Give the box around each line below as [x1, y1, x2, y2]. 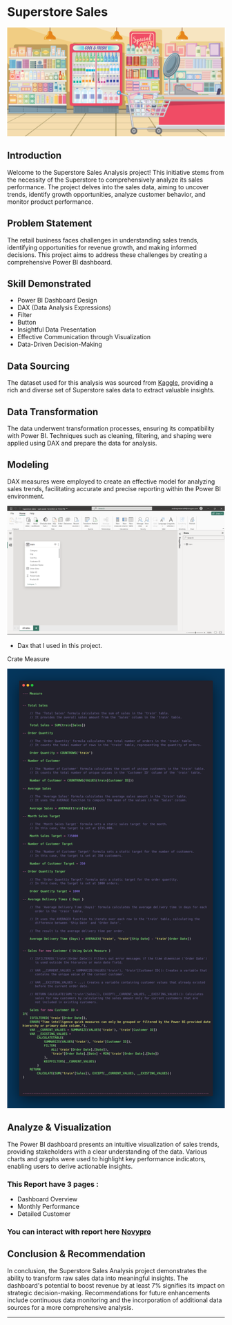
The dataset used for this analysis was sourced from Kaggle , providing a [7, 379, 213, 387]
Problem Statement [7, 218, 93, 229]
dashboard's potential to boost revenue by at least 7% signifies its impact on [7, 1281, 225, 1289]
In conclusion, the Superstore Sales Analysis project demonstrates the [7, 1266, 207, 1275]
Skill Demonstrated [7, 278, 91, 289]
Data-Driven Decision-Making [17, 340, 102, 349]
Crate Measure [7, 655, 50, 663]
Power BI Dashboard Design [17, 296, 98, 305]
